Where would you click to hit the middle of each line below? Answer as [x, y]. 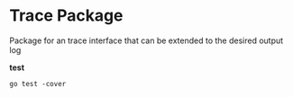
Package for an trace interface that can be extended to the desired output [146, 40]
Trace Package [66, 16]
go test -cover [38, 84]
